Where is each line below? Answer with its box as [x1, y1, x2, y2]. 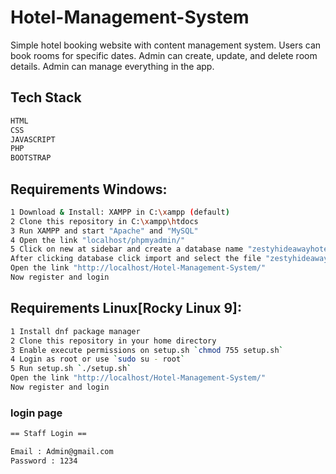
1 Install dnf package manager [10, 326, 141, 336]
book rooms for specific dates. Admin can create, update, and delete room [10, 49, 318, 61]
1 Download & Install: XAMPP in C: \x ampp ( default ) [10, 207, 230, 217]
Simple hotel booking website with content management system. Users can [10, 39, 322, 51]
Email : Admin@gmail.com [10, 447, 114, 457]
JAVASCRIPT [10, 134, 56, 145]
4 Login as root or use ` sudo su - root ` [10, 354, 186, 365]
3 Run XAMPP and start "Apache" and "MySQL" [10, 226, 199, 236]
